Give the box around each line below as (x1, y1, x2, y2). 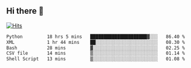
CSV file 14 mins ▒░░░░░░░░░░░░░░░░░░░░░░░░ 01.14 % (6, 51, 186, 57)
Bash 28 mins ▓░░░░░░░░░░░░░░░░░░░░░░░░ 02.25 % (6, 45, 186, 51)
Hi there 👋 (6, 6, 44, 16)
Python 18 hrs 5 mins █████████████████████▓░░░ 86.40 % (6, 34, 186, 40)
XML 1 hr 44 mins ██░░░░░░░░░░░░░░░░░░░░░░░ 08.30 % (6, 39, 186, 45)
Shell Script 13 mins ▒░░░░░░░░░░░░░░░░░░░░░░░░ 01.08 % (6, 56, 186, 62)
